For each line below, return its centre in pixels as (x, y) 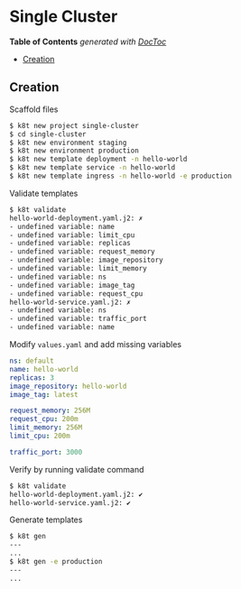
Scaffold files (34, 109)
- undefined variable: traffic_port (78, 319)
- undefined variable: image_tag (72, 285)
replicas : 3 (32, 377)
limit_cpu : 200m (40, 436)
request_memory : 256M (50, 411)
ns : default (32, 361)
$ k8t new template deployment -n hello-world (98, 160)
